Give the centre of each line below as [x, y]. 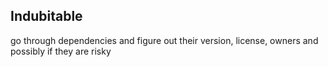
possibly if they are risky [61, 51]
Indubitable [46, 16]
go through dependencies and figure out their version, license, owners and [164, 40]
